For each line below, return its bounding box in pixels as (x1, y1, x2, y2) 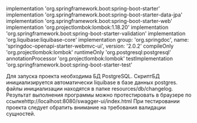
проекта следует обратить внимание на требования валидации (6, 104, 166, 111)
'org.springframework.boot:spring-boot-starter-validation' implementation (6, 30, 186, 37)
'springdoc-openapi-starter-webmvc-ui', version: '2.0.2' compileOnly (6, 42, 174, 49)
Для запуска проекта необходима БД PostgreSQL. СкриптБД (6, 73, 160, 79)
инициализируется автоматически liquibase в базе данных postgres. (6, 79, 178, 86)
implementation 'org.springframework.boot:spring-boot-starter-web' (6, 18, 172, 24)
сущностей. (6, 110, 35, 117)
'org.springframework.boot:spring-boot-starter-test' (6, 61, 133, 68)
